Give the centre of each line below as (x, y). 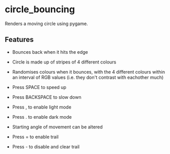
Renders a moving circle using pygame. (46, 24)
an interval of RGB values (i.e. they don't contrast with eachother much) (88, 77)
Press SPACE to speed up (39, 87)
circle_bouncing (40, 9)
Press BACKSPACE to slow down (47, 97)
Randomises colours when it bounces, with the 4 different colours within (89, 72)
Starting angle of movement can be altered (57, 127)
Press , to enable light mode (42, 107)
